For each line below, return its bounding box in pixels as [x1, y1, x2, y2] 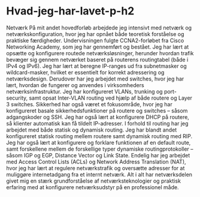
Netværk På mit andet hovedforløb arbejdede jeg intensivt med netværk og [6, 24, 192, 31]
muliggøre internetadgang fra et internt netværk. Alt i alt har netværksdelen [6, 171, 193, 178]
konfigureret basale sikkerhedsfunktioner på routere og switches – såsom [6, 107, 188, 114]
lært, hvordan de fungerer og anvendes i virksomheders [6, 81, 145, 88]
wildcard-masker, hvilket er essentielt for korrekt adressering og [6, 68, 165, 76]
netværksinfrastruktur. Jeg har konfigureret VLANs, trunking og [6, 88, 163, 95]
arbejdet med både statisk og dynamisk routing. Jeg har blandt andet [6, 126, 177, 133]
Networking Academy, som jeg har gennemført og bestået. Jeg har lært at [6, 43, 189, 50]
